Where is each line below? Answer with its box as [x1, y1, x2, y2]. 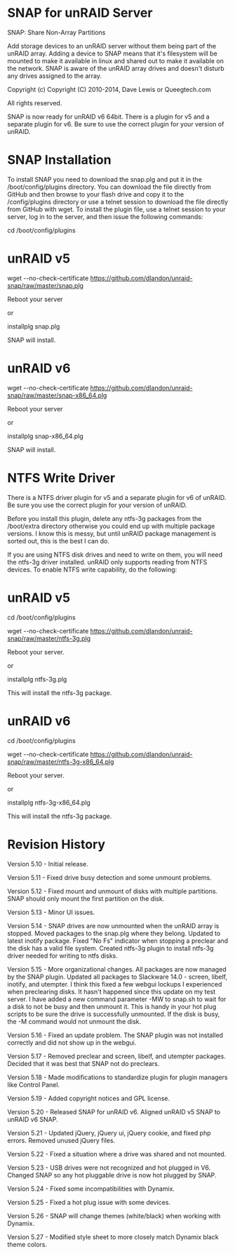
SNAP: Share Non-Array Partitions [7, 28, 106, 37]
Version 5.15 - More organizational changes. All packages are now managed [7, 965, 227, 973]
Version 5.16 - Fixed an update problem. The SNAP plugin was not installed [7, 1031, 223, 1039]
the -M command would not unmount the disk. [7, 1017, 142, 1026]
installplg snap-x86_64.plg [7, 432, 83, 440]
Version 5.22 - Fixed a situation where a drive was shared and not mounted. [7, 1149, 227, 1158]
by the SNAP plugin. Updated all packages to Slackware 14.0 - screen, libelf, [7, 972, 228, 981]
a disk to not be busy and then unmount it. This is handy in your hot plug [7, 1002, 217, 1010]
